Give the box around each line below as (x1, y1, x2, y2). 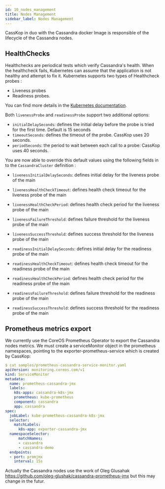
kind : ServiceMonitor (5, 372, 50, 377)
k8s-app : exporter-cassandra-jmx (18, 427, 87, 432)
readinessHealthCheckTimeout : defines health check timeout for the (12, 261, 149, 266)
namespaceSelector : (9, 431, 50, 436)
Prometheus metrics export (5, 325, 92, 333)
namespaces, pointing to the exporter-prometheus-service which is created (5, 348, 159, 354)
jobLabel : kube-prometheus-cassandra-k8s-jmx (9, 413, 105, 418)
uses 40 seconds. (12, 148, 49, 154)
